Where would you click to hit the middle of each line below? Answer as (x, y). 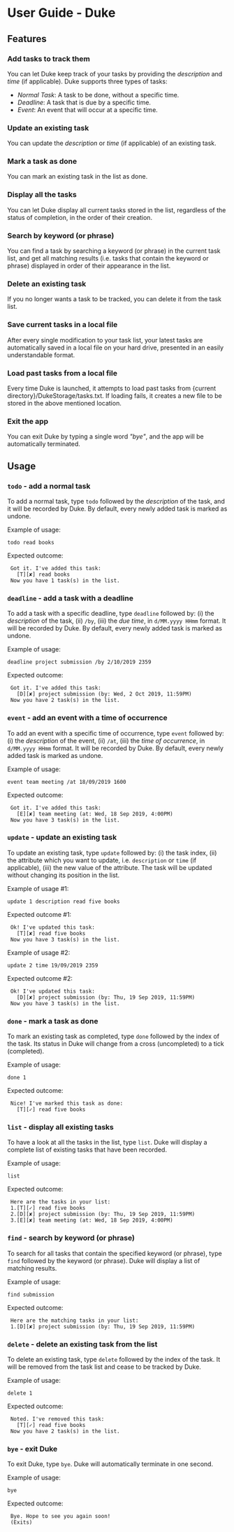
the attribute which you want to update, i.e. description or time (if (102, 860)
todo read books (31, 542)
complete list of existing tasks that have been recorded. (87, 1150)
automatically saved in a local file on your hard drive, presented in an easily (116, 347)
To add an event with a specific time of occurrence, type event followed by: (116, 733)
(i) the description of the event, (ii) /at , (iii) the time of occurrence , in (106, 740)
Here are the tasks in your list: (60, 1202)
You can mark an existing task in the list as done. (78, 177)
